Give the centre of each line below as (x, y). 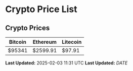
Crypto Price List (41, 9)
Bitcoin (18, 42)
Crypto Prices (28, 28)
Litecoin (72, 42)
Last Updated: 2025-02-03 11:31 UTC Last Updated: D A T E (66, 63)
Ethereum (45, 42)
